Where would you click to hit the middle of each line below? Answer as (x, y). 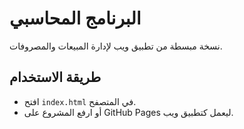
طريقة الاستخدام (55, 77)
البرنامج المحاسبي (75, 18)
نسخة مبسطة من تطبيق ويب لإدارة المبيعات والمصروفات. (116, 46)
